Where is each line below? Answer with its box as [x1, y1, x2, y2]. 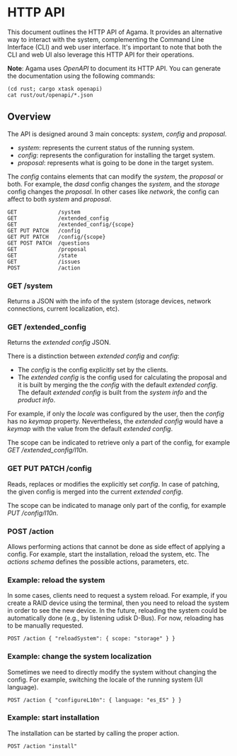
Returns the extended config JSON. [7, 338, 111, 347]
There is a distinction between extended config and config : [7, 352, 180, 360]
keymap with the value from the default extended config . [7, 425, 173, 433]
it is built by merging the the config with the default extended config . [17, 381, 218, 389]
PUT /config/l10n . [7, 508, 59, 517]
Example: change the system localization [7, 652, 152, 662]
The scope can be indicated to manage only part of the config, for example [7, 501, 226, 509]
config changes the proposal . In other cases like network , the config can [7, 187, 219, 196]
